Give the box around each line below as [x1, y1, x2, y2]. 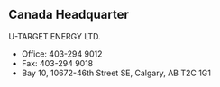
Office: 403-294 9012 [21, 48, 103, 59]
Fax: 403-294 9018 [21, 57, 94, 68]
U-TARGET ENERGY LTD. [8, 30, 101, 41]
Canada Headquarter [8, 7, 130, 22]
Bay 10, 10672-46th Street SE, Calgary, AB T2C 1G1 [21, 67, 211, 78]
